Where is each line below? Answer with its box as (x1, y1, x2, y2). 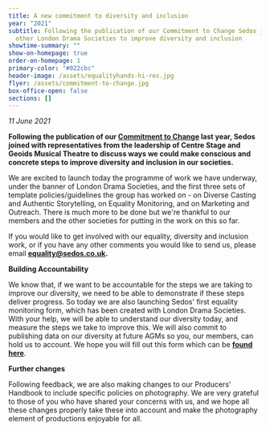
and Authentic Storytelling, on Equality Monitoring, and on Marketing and (8, 199, 250, 209)
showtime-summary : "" (8, 42, 81, 50)
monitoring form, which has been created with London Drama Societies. (8, 305, 247, 315)
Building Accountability (8, 264, 89, 274)
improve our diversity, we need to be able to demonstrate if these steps (8, 288, 245, 298)
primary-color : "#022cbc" (8, 64, 95, 73)
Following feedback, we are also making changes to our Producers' (8, 379, 231, 389)
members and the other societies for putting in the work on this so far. (8, 216, 240, 226)
